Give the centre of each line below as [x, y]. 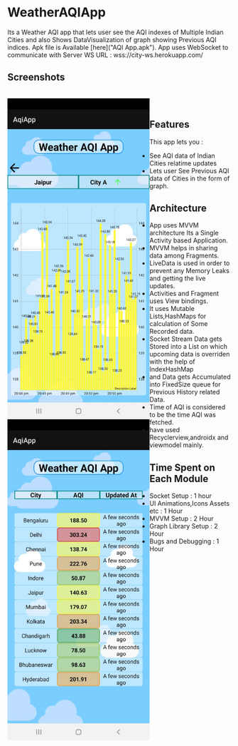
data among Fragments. [184, 256]
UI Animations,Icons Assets [189, 504]
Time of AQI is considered [188, 407]
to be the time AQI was [183, 415]
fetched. [162, 422]
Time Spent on [182, 467]
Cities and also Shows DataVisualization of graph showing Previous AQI [112, 39]
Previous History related [185, 392]
